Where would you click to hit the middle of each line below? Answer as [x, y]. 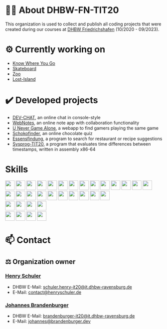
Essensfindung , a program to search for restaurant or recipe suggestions [87, 139]
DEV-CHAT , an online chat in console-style [56, 117]
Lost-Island [24, 79]
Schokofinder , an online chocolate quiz [52, 133]
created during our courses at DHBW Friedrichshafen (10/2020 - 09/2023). [82, 29]
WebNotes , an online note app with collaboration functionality [76, 123]
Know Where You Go [34, 63]
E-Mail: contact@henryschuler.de [47, 292]
